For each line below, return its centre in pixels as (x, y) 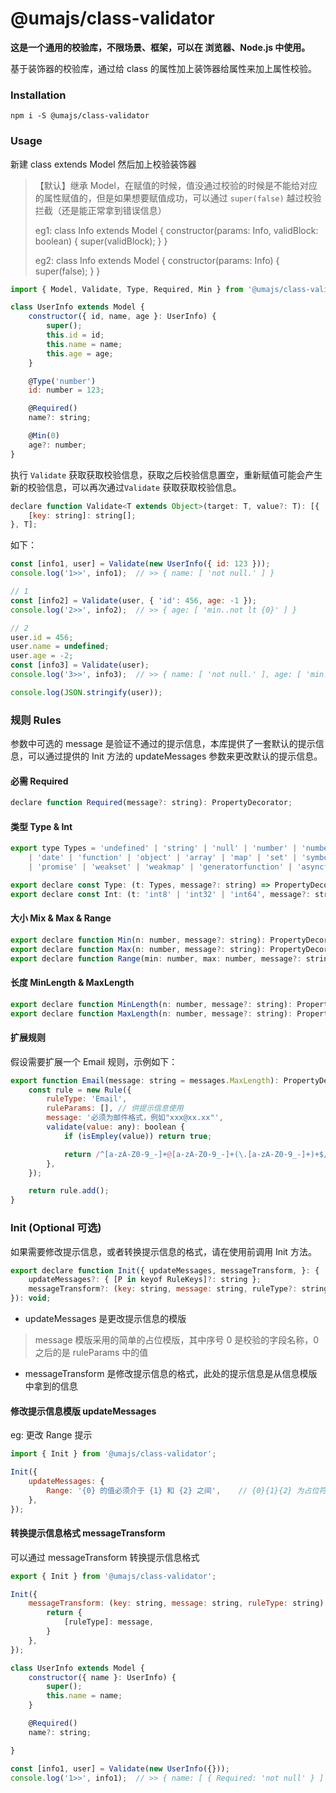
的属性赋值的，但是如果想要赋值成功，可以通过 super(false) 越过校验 (178, 198)
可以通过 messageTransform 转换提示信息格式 (105, 1557)
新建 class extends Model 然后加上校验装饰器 (103, 164)
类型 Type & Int (41, 826)
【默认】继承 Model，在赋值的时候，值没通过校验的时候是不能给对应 (176, 185)
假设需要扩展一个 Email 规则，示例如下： (94, 1061)
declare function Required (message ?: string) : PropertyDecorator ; (151, 803)
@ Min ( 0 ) (44, 436)
